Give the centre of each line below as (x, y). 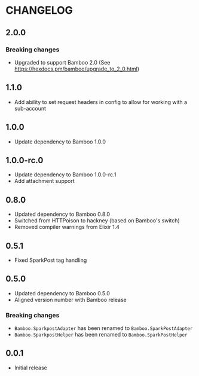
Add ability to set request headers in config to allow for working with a (101, 102)
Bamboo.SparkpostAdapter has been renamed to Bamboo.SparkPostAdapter (103, 328)
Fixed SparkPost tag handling (50, 260)
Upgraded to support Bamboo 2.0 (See (62, 62)
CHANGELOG (39, 10)
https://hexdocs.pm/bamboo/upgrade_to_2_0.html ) (77, 69)
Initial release (30, 368)
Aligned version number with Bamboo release (70, 299)
